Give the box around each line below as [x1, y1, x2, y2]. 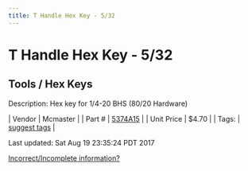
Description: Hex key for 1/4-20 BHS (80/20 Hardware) [8, 99, 188, 108]
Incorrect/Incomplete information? [8, 153, 121, 163]
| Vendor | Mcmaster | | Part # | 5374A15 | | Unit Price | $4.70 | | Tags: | [8, 114, 241, 123]
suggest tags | [8, 122, 56, 132]
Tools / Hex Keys [8, 77, 93, 91]
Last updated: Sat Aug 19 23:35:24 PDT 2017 [8, 138, 155, 147]
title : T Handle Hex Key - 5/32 [8, 11, 115, 20]
